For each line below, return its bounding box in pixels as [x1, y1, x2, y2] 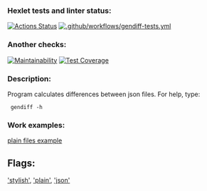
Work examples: [7, 120, 65, 130]
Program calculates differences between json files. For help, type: [7, 90, 201, 98]
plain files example [7, 136, 63, 145]
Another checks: [7, 40, 67, 50]
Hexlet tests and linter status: [7, 6, 112, 16]
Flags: [7, 157, 36, 169]
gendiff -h [10, 103, 43, 110]
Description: [7, 73, 51, 83]
